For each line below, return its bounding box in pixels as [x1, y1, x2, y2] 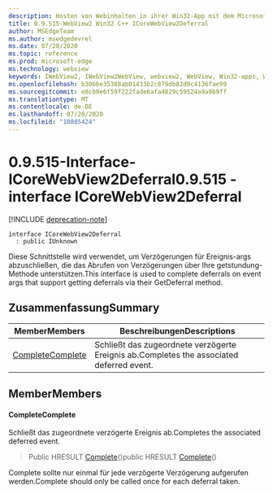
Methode [8, 269, 39, 278]
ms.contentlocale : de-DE [8, 103, 93, 111]
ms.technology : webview [8, 65, 89, 73]
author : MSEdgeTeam [8, 27, 75, 35]
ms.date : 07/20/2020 [8, 42, 79, 50]
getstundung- [216, 260, 262, 269]
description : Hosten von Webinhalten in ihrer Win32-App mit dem [8, 11, 234, 20]
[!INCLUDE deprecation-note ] [8, 214, 108, 224]
